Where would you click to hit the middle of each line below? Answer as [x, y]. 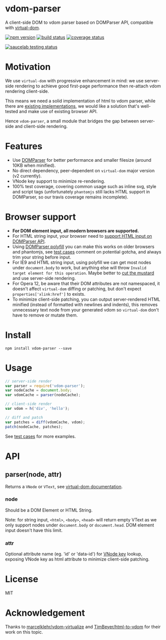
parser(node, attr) [33, 475]
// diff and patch [24, 417]
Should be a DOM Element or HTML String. [49, 510]
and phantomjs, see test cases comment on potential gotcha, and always [87, 252]
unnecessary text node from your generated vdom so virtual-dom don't [85, 310]
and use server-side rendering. [44, 278]
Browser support [41, 217]
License [22, 579]
